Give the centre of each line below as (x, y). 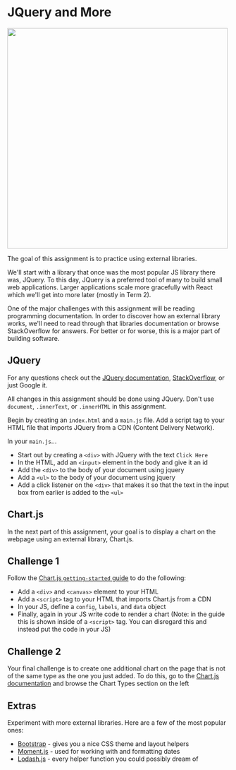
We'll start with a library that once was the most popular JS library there (112, 272)
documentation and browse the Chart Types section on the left (98, 684)
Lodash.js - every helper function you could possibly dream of (108, 759)
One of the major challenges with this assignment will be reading (101, 308)
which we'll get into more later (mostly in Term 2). (79, 294)
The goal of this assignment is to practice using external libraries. (102, 258)
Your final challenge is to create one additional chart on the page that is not (116, 668)
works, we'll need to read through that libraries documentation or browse (113, 323)
